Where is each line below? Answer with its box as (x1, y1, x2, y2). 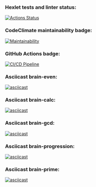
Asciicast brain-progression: (5, 143, 75, 150)
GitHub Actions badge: (5, 50, 60, 57)
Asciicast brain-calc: (5, 97, 56, 103)
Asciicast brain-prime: (5, 166, 60, 172)
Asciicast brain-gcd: (5, 119, 55, 126)
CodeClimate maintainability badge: (5, 27, 93, 34)
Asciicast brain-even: (5, 73, 58, 80)
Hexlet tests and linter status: (5, 4, 77, 11)
